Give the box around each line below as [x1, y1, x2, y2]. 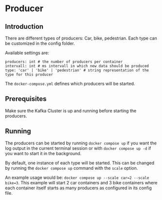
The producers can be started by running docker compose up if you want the [5, 140, 157, 146]
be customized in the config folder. [5, 40, 75, 46]
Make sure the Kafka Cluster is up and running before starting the [5, 108, 137, 114]
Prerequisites [5, 95, 47, 103]
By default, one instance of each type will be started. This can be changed [5, 160, 155, 166]
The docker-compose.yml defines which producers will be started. [5, 81, 135, 86]
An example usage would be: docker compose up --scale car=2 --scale [5, 174, 149, 180]
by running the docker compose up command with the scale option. [5, 165, 138, 171]
